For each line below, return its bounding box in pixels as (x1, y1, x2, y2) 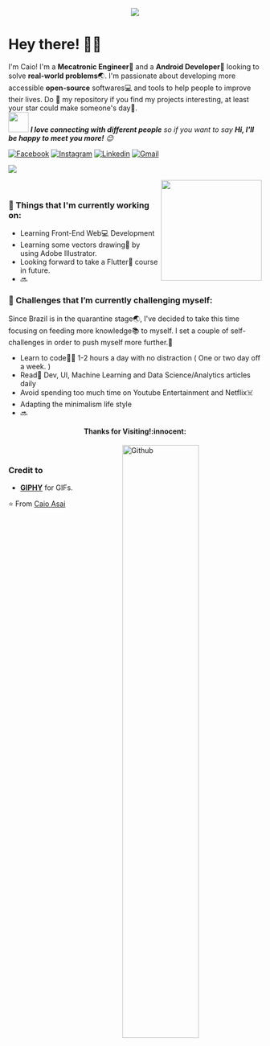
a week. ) (19, 361, 51, 371)
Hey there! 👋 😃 (8, 35, 102, 54)
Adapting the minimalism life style (19, 399, 133, 409)
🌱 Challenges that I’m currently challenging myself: (8, 294, 213, 306)
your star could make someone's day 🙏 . (8, 103, 138, 113)
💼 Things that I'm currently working (8, 200, 150, 211)
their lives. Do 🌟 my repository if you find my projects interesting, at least (8, 94, 249, 104)
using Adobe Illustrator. (19, 249, 98, 258)
